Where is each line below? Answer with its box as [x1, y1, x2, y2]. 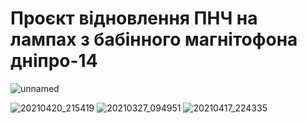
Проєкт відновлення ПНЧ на [10, 7, 258, 30]
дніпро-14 [10, 50, 98, 72]
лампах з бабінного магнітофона [10, 28, 298, 51]
